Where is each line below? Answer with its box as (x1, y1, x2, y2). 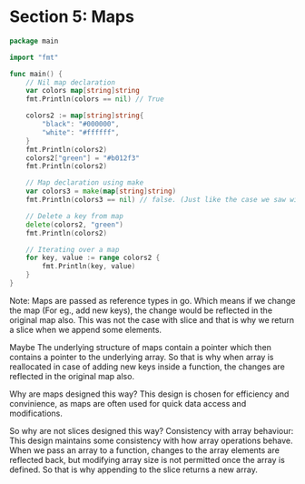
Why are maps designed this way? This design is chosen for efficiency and (9, 388, 290, 399)
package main (9, 36, 59, 45)
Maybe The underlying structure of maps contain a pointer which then (9, 341, 272, 352)
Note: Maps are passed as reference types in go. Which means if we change (9, 295, 296, 306)
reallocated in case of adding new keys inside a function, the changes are (9, 361, 286, 372)
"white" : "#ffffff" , (42, 127, 120, 137)
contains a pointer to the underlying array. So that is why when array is (9, 351, 274, 362)
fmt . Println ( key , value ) (42, 262, 136, 271)
